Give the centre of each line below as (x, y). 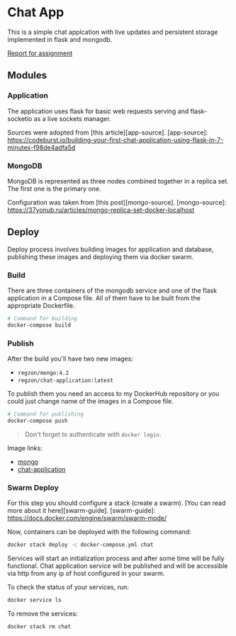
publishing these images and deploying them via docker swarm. (101, 256)
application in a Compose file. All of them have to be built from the (104, 298)
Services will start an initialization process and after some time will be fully (116, 558)
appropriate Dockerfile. (41, 306)
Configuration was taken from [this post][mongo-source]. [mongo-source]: (117, 202)
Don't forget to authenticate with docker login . (93, 434)
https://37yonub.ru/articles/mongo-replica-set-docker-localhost (101, 210)
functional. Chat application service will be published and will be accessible (118, 566)
